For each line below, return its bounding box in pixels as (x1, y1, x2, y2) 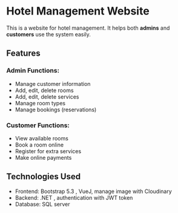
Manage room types (15, 99, 65, 106)
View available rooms (15, 134, 68, 142)
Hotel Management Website (6, 4, 150, 18)
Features (6, 48, 41, 59)
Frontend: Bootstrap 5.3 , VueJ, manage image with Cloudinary (15, 188, 173, 195)
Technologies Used (6, 171, 81, 182)
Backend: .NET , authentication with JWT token (15, 194, 133, 201)
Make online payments (15, 154, 72, 161)
